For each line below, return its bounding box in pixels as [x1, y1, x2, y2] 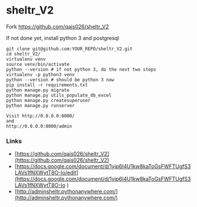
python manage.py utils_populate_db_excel [6, 92, 112, 98]
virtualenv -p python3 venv [6, 71, 75, 77]
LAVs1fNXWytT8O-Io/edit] [14, 169, 78, 176]
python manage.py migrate [6, 87, 69, 93]
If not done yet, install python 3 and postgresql [6, 34, 119, 41]
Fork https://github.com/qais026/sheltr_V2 [6, 23, 109, 30]
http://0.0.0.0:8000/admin [6, 123, 72, 129]
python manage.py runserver [6, 103, 75, 109]
